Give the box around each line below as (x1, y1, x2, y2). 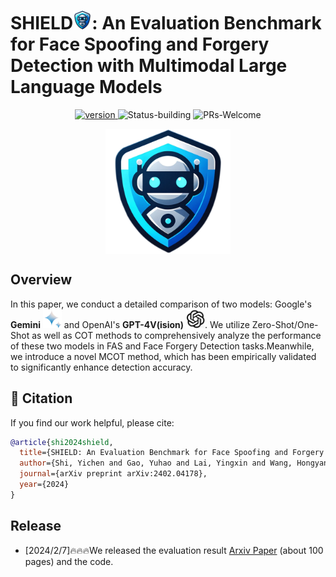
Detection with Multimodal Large (10, 55, 288, 77)
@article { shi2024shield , (10, 437, 114, 447)
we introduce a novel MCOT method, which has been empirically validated (10, 350, 317, 362)
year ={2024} (19, 480, 70, 490)
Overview (10, 271, 73, 289)
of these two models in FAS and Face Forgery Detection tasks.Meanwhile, (10, 340, 315, 352)
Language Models (10, 76, 163, 99)
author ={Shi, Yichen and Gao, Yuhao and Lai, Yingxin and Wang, (19, 458, 293, 469)
